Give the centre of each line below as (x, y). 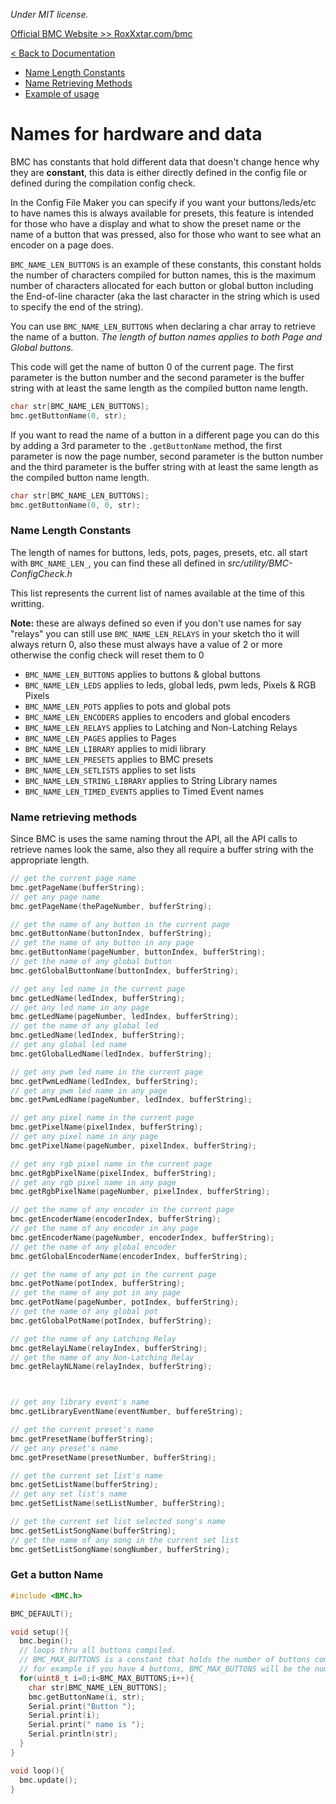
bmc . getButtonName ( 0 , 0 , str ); (75, 505)
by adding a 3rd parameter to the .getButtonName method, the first (146, 445)
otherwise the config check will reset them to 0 (107, 655)
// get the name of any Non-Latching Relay (102, 1357)
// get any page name (55, 897)
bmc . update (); (48, 1780)
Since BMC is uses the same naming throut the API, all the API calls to (154, 839)
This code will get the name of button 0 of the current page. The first (152, 366)
